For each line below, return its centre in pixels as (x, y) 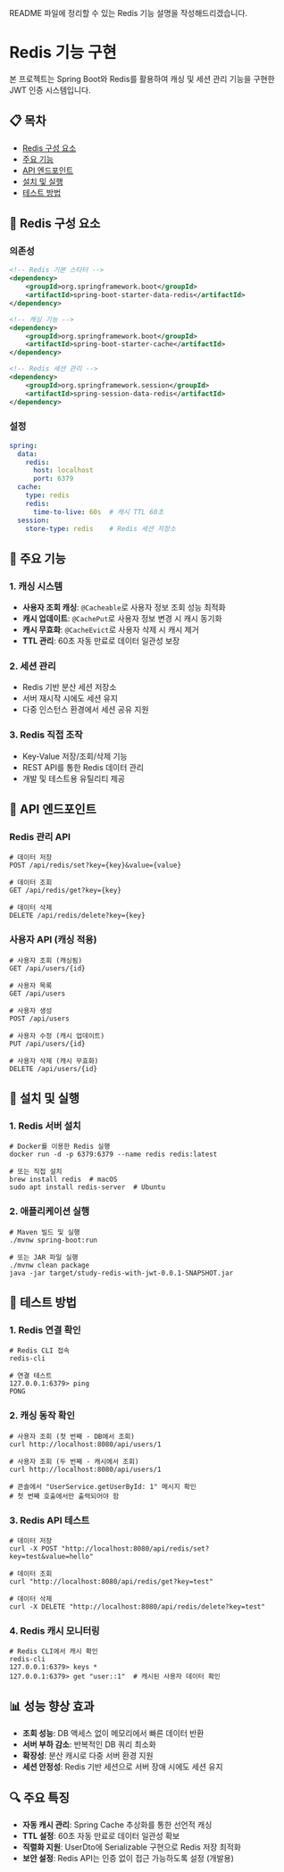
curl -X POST (33, 1549)
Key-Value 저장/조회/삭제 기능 (75, 756)
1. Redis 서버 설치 (46, 1126)
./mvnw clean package (50, 1265)
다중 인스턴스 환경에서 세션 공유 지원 (85, 710)
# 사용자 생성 (31, 1011)
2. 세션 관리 (33, 666)
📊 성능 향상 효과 (52, 1706)
